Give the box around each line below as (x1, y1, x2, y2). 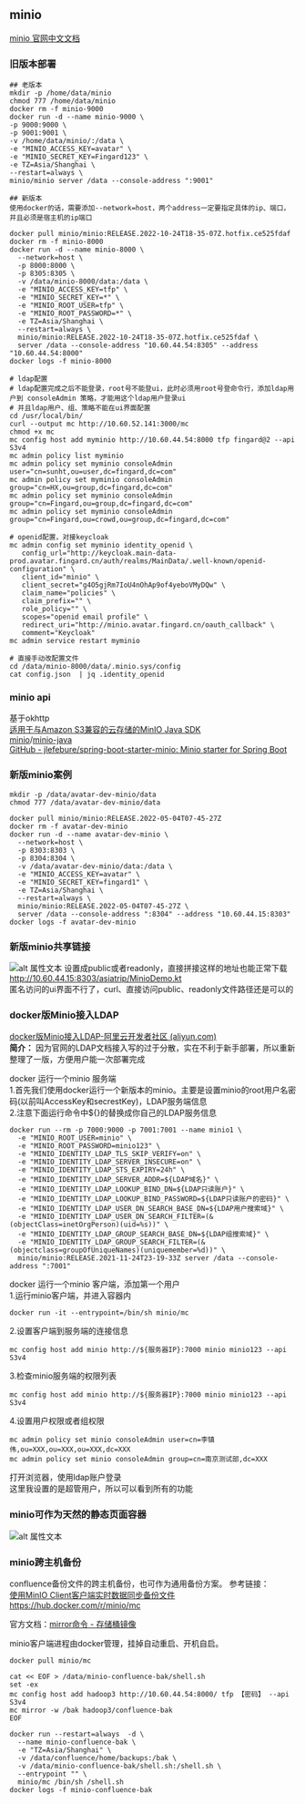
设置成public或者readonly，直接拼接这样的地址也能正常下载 (63, 963, 288, 973)
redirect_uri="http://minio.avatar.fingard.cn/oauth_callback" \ (21, 620, 275, 630)
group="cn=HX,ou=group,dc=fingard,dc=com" (9, 483, 173, 493)
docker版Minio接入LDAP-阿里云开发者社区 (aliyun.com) (9, 1031, 217, 1042)
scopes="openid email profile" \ (21, 612, 148, 622)
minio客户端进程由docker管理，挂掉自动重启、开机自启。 (9, 1637, 224, 1648)
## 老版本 (9, 81, 43, 90)
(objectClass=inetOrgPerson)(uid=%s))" (9, 1220, 161, 1229)
